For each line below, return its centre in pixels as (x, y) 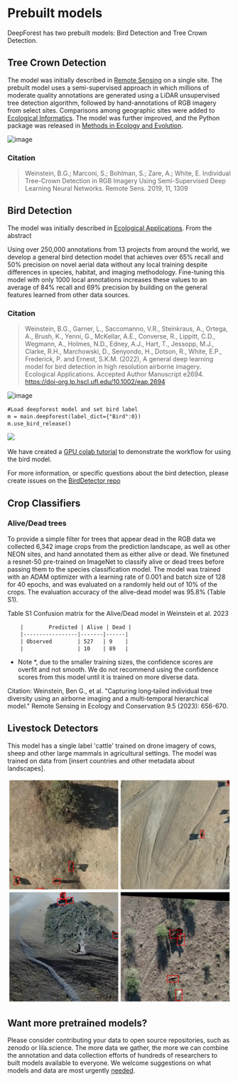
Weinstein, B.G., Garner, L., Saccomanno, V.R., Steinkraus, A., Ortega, (126, 329)
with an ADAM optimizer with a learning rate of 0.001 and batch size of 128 (117, 577)
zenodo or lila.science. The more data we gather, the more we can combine (118, 1048)
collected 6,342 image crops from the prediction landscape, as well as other (119, 546)
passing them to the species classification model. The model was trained (114, 569)
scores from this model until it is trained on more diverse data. (108, 677)
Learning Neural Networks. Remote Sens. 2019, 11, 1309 (106, 189)
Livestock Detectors (53, 728)
